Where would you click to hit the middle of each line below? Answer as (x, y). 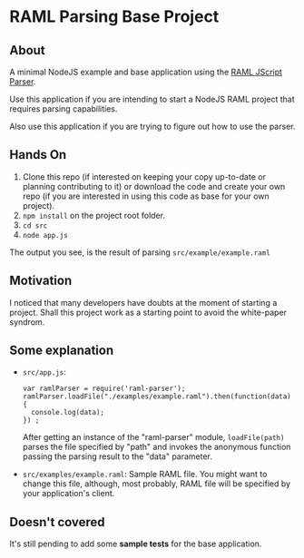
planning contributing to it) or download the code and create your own (154, 186)
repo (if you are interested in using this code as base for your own (146, 196)
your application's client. (69, 494)
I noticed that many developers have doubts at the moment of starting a (143, 302)
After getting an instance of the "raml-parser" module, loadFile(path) (153, 437)
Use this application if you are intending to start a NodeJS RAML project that (152, 99)
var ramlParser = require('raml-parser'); (104, 389)
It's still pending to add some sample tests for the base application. (136, 544)
